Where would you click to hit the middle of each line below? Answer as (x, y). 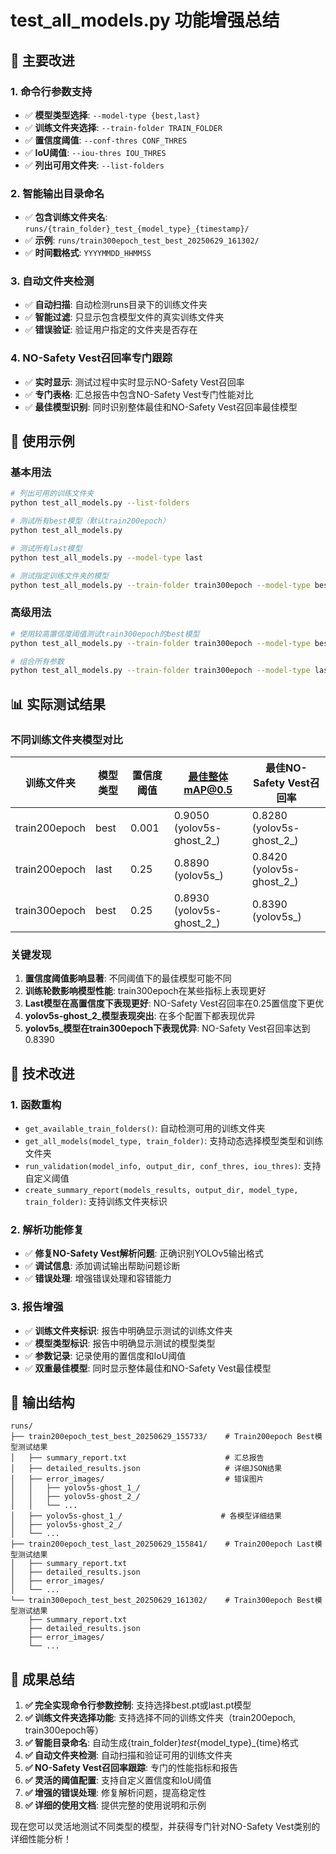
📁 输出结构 (42, 1402)
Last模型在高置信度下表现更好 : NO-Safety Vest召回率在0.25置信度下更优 (174, 1003)
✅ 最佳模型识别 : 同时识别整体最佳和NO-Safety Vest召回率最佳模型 (161, 407)
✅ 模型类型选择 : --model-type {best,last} (112, 115)
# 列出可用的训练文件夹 (52, 494)
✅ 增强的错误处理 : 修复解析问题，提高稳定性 (115, 1793)
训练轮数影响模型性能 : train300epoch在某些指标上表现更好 (145, 991)
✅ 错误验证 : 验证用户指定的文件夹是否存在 (111, 330)
